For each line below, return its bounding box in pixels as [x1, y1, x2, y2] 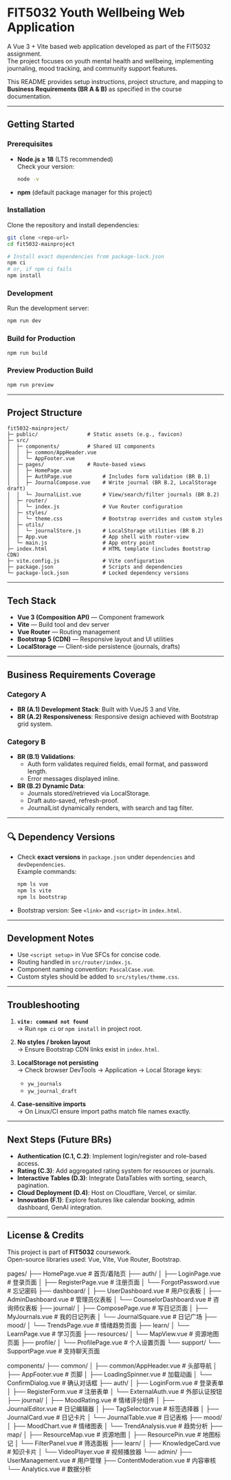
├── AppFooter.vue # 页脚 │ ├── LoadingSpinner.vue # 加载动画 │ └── [7, 1370, 212, 1378]
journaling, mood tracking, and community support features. [7, 64, 178, 72]
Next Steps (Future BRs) [7, 1134, 112, 1145]
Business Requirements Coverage [7, 669, 156, 680]
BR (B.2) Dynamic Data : [16, 782, 86, 790]
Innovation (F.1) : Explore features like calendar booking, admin [16, 1196, 195, 1205]
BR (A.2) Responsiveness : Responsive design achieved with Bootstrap [16, 712, 219, 720]
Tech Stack [7, 594, 56, 607]
